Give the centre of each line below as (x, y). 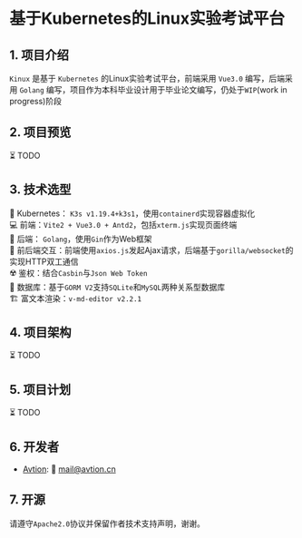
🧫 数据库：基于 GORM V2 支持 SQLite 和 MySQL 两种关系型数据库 (117, 287)
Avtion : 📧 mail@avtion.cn (69, 469)
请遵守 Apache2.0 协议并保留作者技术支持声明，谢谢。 (107, 523)
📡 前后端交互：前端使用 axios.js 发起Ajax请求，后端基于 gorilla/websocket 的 (151, 249)
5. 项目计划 (40, 390)
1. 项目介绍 (39, 55)
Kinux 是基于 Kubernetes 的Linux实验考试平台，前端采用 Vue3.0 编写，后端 (147, 78)
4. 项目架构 (40, 333)
